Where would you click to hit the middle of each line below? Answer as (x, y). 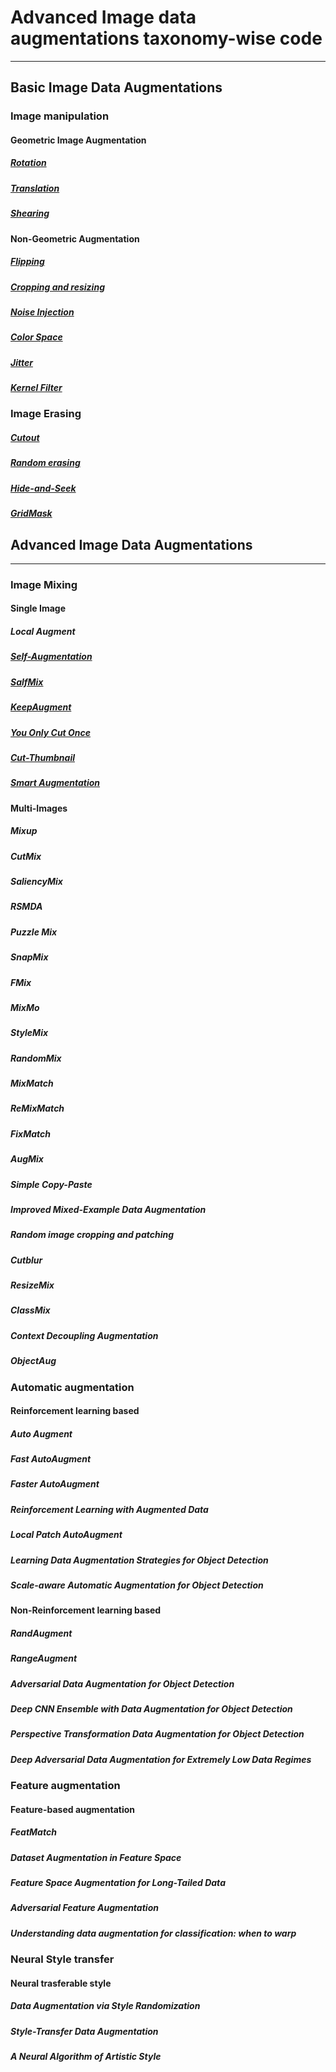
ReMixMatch (37, 1108)
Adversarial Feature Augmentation (84, 1908)
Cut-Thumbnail (43, 757)
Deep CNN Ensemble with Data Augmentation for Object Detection (151, 1709)
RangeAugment (44, 1658)
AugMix (27, 1159)
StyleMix (29, 1033)
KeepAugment (41, 707)
